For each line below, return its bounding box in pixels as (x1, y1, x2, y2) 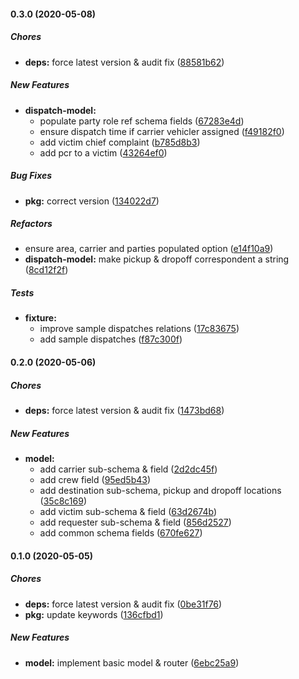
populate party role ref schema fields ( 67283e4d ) (39, 115, 245, 127)
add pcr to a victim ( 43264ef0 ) (39, 146, 168, 159)
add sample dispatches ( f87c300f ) (39, 333, 183, 345)
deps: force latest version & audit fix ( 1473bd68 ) (24, 405, 225, 416)
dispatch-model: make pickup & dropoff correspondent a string (24, 253, 290, 265)
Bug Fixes (10, 170, 53, 182)
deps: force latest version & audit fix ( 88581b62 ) (24, 56, 225, 68)
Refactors (10, 218, 53, 230)
